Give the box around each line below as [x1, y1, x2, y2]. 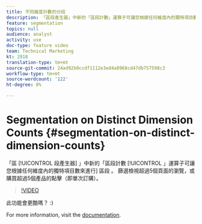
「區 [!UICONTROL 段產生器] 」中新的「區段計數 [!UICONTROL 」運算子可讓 [6, 159, 195, 167]
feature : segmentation [6, 20, 63, 26]
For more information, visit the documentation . [6, 211, 121, 218]
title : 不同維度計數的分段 [6, 8, 66, 15]
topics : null [6, 25, 39, 32]
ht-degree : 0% [6, 82, 42, 88]
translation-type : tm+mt [6, 59, 69, 65]
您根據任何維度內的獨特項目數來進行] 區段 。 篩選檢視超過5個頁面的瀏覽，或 [6, 167, 195, 174]
